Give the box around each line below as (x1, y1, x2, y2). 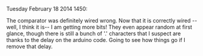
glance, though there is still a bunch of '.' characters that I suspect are (6, 30, 181, 37)
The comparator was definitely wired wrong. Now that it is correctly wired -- (6, 17, 198, 24)
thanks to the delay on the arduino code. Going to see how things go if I (6, 37, 185, 43)
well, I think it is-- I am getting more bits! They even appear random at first (6, 24, 193, 30)
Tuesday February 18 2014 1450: (6, 5, 88, 12)
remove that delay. (6, 43, 53, 50)
